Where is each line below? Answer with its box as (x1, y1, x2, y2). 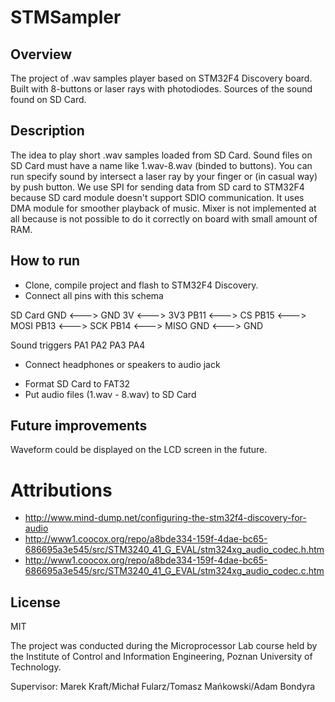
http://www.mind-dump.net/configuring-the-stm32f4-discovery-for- (24, 512, 307, 524)
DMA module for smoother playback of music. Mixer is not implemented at (10, 202, 317, 214)
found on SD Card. (10, 94, 87, 105)
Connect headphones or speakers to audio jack (24, 358, 221, 370)
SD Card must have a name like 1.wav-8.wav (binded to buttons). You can (10, 159, 313, 171)
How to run (10, 252, 81, 270)
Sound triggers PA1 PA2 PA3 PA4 (10, 339, 146, 351)
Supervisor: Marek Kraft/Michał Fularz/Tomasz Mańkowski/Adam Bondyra (10, 681, 316, 693)
